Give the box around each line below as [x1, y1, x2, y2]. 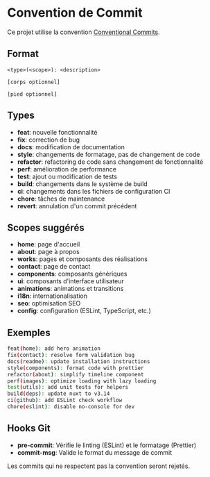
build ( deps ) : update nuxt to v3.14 [7, 390, 110, 397]
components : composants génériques [17, 269, 128, 278]
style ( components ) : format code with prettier [7, 365, 144, 371]
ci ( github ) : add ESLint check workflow [7, 397, 123, 404]
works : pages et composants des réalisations [17, 255, 148, 263]
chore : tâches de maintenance [17, 194, 105, 203]
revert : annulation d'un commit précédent [17, 201, 137, 210]
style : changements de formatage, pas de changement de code [17, 150, 200, 158]
